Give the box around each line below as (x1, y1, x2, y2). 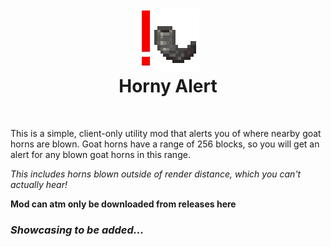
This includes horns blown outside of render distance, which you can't (10, 168, 302, 180)
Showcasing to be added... (10, 223, 145, 237)
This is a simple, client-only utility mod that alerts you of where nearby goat (10, 127, 322, 139)
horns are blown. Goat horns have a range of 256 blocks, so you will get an (10, 138, 320, 150)
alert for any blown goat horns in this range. (10, 148, 191, 160)
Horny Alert (118, 75, 218, 98)
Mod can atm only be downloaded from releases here (10, 198, 237, 210)
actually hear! (10, 178, 68, 190)
